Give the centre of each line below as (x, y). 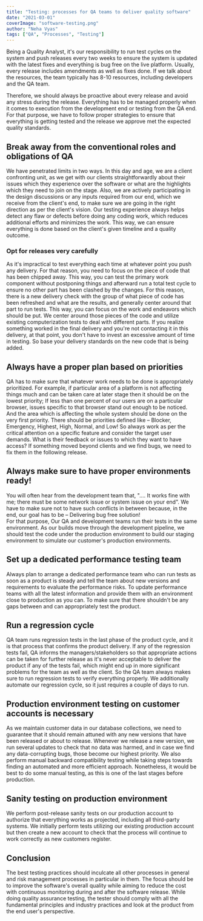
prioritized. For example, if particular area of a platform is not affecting (94, 388)
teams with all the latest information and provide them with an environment (99, 593)
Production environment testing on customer (93, 704)
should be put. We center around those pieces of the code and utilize (93, 316)
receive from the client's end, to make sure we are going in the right (91, 203)
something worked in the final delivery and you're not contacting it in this (98, 328)
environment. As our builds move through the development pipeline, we (95, 527)
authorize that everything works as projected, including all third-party (93, 820)
